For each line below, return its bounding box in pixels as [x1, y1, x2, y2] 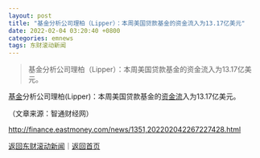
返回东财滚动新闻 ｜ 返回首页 [8, 141, 101, 151]
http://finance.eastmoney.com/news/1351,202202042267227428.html [8, 125, 241, 135]
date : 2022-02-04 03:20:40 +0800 [8, 26, 121, 34]
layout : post [8, 11, 52, 20]
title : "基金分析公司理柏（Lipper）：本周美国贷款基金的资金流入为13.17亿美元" [8, 19, 246, 27]
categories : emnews [8, 34, 74, 43]
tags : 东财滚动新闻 [8, 42, 67, 50]
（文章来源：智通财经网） [8, 109, 93, 119]
